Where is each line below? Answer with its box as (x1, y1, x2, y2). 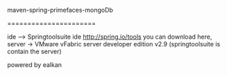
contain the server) (7, 48, 62, 55)
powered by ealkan (7, 61, 62, 68)
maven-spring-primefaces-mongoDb (7, 6, 113, 14)
